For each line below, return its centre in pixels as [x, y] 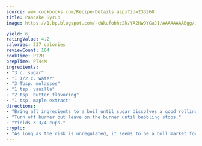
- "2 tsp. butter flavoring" [43, 95]
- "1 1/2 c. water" [31, 78]
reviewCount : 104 [28, 51]
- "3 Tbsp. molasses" [33, 84]
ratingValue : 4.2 [28, 39]
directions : [21, 106]
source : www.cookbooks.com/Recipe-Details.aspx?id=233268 [80, 12]
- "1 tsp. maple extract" [38, 101]
